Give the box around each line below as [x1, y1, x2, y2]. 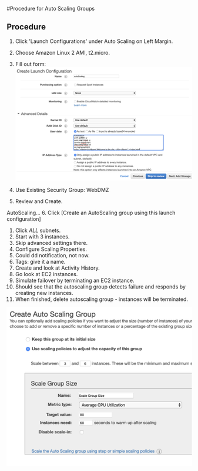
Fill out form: [15, 60, 46, 67]
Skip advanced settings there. [15, 239, 88, 246]
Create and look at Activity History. [15, 264, 100, 271]
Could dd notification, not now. [15, 251, 90, 258]
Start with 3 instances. [15, 233, 70, 240]
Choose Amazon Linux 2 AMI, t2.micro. [15, 49, 110, 56]
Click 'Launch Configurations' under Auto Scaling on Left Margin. [15, 38, 173, 45]
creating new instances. [15, 289, 73, 296]
